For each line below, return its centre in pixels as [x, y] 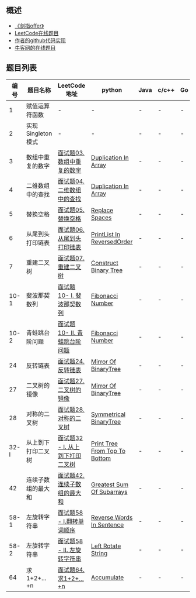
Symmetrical [108, 414]
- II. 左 [66, 550]
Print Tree [105, 444]
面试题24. [71, 361]
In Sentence [108, 524]
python [112, 90]
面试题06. [71, 229]
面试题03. [71, 153]
